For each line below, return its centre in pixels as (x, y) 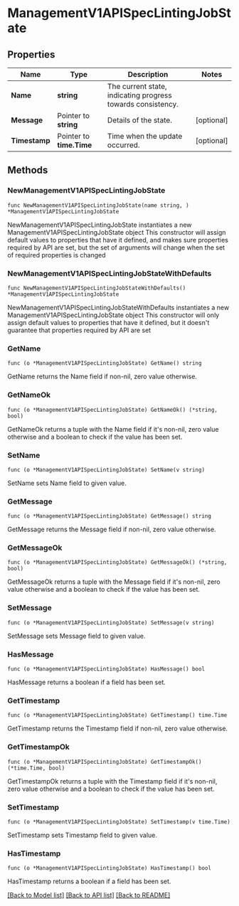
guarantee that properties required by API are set (79, 330)
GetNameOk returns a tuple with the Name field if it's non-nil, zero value (113, 429)
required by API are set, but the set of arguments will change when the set (116, 247)
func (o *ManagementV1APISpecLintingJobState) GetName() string (105, 363)
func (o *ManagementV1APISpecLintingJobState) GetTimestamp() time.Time (117, 715)
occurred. (123, 145)
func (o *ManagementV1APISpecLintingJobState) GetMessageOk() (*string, (117, 563)
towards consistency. (143, 104)
